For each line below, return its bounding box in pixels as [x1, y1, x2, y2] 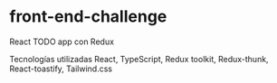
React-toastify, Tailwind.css [9, 63, 113, 74]
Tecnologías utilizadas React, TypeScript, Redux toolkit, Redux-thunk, [9, 53, 269, 64]
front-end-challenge [9, 6, 167, 27]
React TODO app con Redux [9, 36, 115, 47]
